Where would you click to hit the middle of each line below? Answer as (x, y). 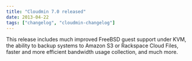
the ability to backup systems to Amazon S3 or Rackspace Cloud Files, (92, 46)
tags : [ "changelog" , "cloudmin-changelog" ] (61, 23)
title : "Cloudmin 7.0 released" (46, 12)
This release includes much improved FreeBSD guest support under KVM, (96, 40)
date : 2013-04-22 (28, 17)
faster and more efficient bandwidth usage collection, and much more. (92, 52)
